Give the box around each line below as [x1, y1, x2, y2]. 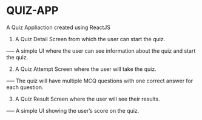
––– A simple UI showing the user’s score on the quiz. [6, 107, 140, 114]
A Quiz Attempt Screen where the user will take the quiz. [15, 65, 157, 73]
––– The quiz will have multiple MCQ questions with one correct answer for [6, 77, 194, 84]
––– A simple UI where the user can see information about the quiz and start [6, 47, 196, 55]
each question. [6, 83, 44, 91]
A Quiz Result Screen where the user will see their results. [15, 95, 160, 102]
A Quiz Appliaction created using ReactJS [6, 24, 111, 31]
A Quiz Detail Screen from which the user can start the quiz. [15, 35, 166, 42]
